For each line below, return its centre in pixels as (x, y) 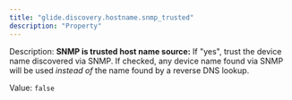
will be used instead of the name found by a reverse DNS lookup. (129, 70)
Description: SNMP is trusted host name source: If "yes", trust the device (146, 51)
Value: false (32, 87)
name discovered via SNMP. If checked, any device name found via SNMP (146, 61)
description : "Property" (56, 26)
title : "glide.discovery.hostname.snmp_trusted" (102, 17)
